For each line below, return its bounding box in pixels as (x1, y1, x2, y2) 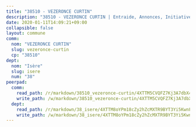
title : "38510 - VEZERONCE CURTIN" (6, 8, 93, 15)
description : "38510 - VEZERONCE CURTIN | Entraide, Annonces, (6, 14, 163, 20)
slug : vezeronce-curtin (11, 47, 69, 53)
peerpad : (6, 80, 27, 85)
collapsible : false (6, 25, 54, 31)
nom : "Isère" (11, 63, 43, 69)
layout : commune (6, 30, 45, 36)
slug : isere (11, 68, 41, 74)
